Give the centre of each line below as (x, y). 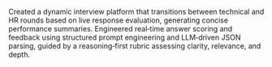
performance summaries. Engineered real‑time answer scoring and (121, 29)
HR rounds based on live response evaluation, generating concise (119, 20)
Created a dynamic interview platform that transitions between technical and (136, 12)
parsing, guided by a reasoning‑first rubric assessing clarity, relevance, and (135, 46)
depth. (19, 54)
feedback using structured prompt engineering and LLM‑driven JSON (125, 37)
